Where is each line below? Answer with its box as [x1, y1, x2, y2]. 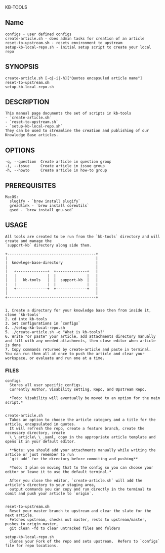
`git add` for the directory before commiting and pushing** [9, 456, 138, 462]
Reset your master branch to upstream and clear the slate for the [9, 508, 152, 514]
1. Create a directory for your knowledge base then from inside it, [5, 307, 152, 313]
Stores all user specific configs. [9, 383, 83, 388]
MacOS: [5, 194, 19, 200]
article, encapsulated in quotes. [5, 422, 77, 427]
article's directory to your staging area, [5, 483, 96, 488]
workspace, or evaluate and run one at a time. [5, 356, 105, 361]
